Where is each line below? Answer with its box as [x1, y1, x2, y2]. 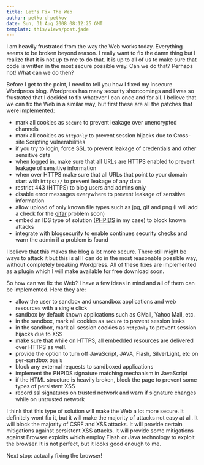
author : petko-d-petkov [6, 15, 67, 21]
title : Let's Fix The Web [6, 9, 72, 15]
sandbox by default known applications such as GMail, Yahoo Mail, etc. [15, 311, 195, 318]
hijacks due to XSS [15, 331, 63, 338]
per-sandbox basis [15, 356, 63, 364]
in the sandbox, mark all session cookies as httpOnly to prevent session [15, 324, 197, 331]
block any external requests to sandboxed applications [15, 363, 154, 371]
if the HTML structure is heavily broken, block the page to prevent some [15, 376, 197, 383]
